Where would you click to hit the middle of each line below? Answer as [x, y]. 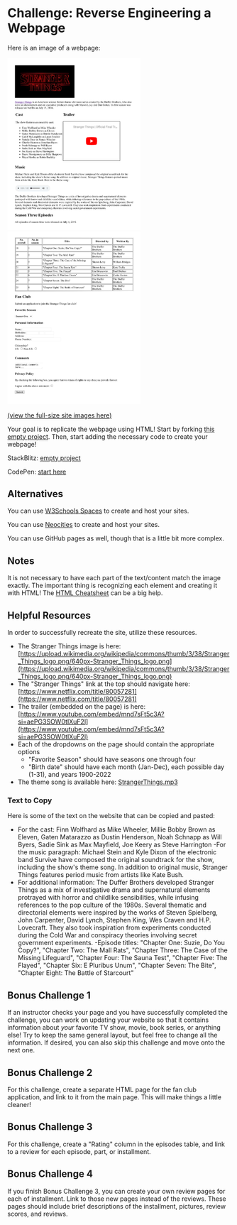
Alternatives [35, 494]
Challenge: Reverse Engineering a [109, 13]
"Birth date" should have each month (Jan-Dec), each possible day [126, 767]
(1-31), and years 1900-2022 [70, 775]
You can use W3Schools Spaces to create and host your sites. [98, 511]
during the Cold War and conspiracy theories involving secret [107, 935]
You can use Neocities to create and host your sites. [83, 525]
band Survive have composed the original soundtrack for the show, [116, 860]
